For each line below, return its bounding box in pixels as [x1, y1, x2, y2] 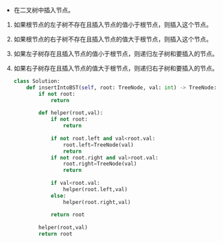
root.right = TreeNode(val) [62, 160, 137, 168]
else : [50, 192, 67, 199]
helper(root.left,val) [62, 186, 128, 193]
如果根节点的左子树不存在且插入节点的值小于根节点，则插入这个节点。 [13, 21, 213, 29]
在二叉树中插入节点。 [13, 6, 74, 14]
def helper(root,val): [38, 110, 104, 116]
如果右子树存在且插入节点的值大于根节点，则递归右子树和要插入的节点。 [13, 64, 218, 72]
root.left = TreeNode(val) [62, 141, 134, 149]
